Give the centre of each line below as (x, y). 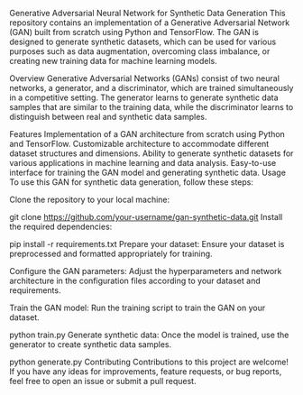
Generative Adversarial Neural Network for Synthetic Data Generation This (147, 13)
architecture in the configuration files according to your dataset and (135, 280)
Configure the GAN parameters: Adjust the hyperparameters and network (146, 271)
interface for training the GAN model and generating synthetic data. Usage (148, 172)
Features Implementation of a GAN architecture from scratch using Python (147, 134)
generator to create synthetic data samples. (91, 344)
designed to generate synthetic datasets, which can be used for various (143, 41)
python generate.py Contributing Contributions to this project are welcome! (149, 362)
